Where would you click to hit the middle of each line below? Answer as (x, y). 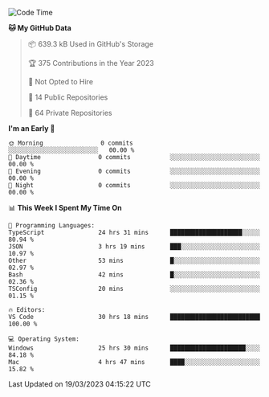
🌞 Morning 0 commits (71, 143)
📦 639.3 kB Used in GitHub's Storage (91, 44)
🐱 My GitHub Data (40, 28)
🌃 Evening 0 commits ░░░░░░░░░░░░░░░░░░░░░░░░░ (134, 171)
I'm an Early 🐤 (32, 128)
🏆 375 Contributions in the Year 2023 (91, 63)
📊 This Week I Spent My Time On (65, 208)
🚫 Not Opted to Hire (61, 82)
